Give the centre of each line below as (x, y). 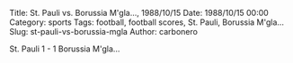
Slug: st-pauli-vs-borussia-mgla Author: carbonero (103, 31)
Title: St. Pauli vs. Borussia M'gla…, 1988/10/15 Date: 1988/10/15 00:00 (139, 13)
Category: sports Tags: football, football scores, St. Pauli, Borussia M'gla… (147, 22)
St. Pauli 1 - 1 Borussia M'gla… (65, 49)
